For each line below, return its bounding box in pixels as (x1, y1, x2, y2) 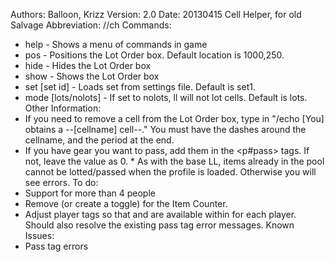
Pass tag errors (24, 240, 89, 252)
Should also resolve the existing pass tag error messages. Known (24, 219, 295, 231)
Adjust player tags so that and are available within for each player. (24, 209, 297, 220)
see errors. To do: (24, 177, 99, 188)
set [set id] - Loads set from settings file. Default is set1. (24, 81, 256, 93)
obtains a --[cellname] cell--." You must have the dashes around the (24, 124, 307, 135)
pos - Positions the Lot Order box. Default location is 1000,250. (24, 49, 285, 61)
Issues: (24, 230, 55, 241)
